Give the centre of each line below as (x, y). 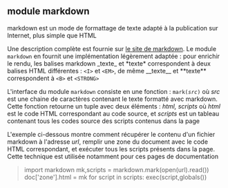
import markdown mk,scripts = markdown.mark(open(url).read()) (116, 169)
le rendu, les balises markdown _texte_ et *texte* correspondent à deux (109, 63)
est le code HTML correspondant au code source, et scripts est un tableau (113, 113)
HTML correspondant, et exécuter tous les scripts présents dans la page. (111, 149)
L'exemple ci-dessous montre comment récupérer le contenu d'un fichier (111, 134)
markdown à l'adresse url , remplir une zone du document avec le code (108, 142)
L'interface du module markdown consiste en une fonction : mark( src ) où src (114, 91)
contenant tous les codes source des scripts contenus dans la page (104, 121)
